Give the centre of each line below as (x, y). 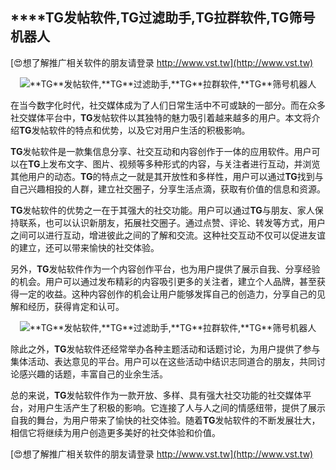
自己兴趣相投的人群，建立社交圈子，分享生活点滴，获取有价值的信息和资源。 (168, 189)
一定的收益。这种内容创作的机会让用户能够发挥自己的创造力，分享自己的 (167, 294)
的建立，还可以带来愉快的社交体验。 (85, 247)
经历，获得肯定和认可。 (76, 306)
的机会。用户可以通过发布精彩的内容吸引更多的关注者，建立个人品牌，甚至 (163, 281)
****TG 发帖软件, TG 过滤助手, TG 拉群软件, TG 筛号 (163, 18)
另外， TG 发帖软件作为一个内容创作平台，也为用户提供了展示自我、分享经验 (165, 269)
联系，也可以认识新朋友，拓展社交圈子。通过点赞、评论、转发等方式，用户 (172, 222)
